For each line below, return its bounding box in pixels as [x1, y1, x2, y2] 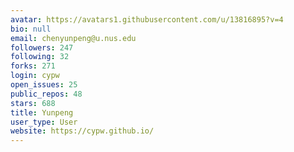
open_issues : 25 [10, 80, 78, 90]
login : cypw [10, 71, 60, 81]
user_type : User [10, 117, 78, 127]
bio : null [10, 24, 52, 34]
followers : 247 [10, 42, 74, 53]
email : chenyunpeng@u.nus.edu [10, 33, 137, 43]
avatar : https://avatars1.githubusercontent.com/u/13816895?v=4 [10, 14, 284, 25]
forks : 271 [10, 61, 56, 71]
